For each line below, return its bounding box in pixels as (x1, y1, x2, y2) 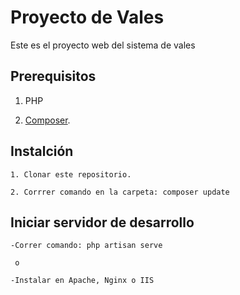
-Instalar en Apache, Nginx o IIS (10, 276, 155, 286)
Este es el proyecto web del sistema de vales (10, 39, 196, 51)
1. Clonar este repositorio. (10, 169, 132, 180)
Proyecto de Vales (10, 6, 165, 29)
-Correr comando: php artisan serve (10, 241, 163, 251)
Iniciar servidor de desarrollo (10, 214, 195, 231)
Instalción (10, 143, 74, 160)
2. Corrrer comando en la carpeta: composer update (10, 187, 230, 197)
